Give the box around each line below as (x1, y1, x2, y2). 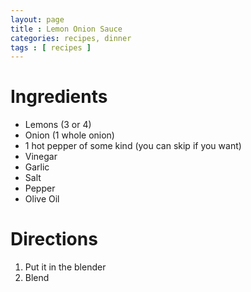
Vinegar (24, 151, 58, 163)
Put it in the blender (24, 261, 107, 273)
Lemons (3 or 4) (24, 119, 92, 131)
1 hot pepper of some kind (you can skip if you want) (24, 140, 242, 152)
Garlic (24, 161, 50, 173)
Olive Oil (24, 193, 60, 205)
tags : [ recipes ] (10, 42, 92, 53)
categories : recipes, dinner (10, 33, 132, 43)
